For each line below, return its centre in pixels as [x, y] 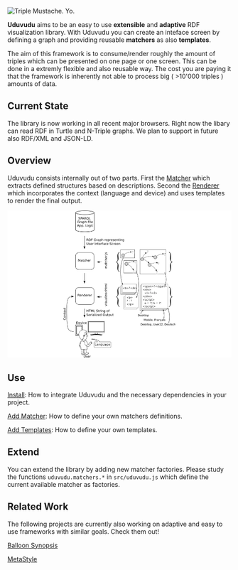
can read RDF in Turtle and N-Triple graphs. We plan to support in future [113, 131]
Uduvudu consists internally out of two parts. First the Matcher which [109, 178]
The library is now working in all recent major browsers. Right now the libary [119, 123]
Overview [29, 161]
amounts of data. [32, 84]
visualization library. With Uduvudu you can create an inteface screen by [114, 32]
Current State [38, 106]
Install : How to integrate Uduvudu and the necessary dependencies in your [117, 395]
